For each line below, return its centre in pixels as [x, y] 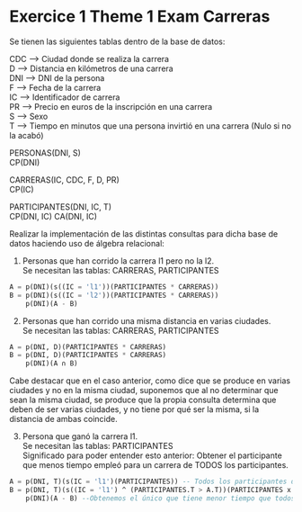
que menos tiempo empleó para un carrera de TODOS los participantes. [155, 465]
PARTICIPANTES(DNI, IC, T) [61, 207]
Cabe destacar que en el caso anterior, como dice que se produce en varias [150, 381]
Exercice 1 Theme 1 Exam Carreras [140, 17]
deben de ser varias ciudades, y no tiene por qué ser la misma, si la [134, 409]
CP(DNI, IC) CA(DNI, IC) [53, 216]
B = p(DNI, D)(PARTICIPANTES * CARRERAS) [88, 355]
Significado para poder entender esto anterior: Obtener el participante [152, 455]
